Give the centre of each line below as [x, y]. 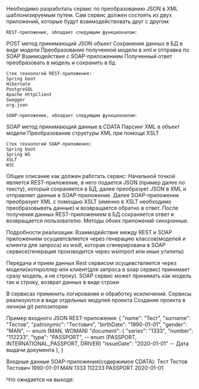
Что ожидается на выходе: [40, 379]
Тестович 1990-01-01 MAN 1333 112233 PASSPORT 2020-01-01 [85, 368]
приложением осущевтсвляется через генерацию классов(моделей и [96, 239]
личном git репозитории [37, 306]
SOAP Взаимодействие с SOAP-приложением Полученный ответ [89, 56]
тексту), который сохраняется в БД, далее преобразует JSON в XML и [96, 189]
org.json [17, 105]
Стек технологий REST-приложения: [49, 74]
